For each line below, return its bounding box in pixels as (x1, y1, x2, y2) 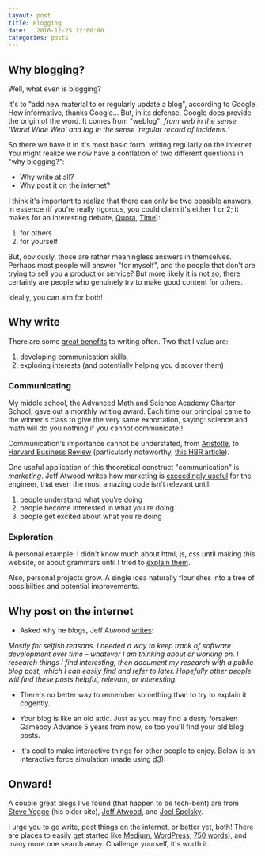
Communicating (8, 380, 72, 391)
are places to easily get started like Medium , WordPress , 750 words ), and (8, 831, 247, 840)
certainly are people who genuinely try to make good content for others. (8, 277, 244, 287)
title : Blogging (8, 19, 62, 27)
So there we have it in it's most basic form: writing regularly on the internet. (8, 140, 254, 150)
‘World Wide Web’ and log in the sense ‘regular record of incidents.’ (8, 124, 229, 135)
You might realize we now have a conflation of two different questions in (8, 148, 244, 159)
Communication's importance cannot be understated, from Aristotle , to (8, 439, 240, 449)
